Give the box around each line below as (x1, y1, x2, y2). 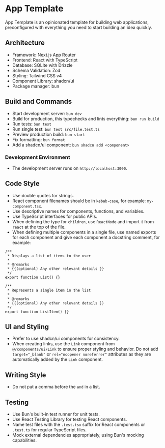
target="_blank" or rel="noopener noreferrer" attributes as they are (12, 351, 151, 357)
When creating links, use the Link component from (12, 341, 115, 347)
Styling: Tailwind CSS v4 (12, 72, 62, 79)
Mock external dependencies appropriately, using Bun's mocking (12, 432, 144, 438)
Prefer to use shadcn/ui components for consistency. (12, 335, 120, 342)
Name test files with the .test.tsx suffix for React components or (12, 421, 145, 428)
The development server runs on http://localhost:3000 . (12, 165, 128, 171)
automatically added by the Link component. (12, 357, 103, 362)
